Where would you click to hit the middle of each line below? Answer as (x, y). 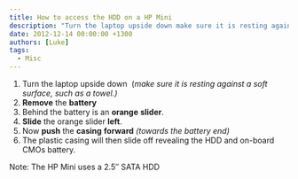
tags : (19, 51)
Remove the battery (59, 102)
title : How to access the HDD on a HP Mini (91, 17)
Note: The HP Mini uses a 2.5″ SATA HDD (85, 167)
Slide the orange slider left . (72, 121)
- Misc (29, 58)
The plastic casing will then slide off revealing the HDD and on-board (148, 140)
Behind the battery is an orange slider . (93, 112)
